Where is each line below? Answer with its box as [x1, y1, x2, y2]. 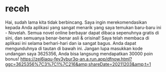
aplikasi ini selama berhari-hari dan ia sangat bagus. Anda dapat [5, 40, 136, 46]
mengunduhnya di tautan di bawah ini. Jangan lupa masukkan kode [5, 45, 143, 51]
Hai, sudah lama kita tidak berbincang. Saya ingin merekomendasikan [5, 19, 147, 25]
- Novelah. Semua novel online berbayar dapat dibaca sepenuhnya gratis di [5, 30, 160, 36]
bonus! [5, 56, 19, 62]
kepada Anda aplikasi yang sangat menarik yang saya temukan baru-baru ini [5, 24, 162, 30]
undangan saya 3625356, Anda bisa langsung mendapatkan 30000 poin [5, 50, 153, 57]
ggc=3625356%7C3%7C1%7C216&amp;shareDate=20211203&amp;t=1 [5, 61, 151, 67]
